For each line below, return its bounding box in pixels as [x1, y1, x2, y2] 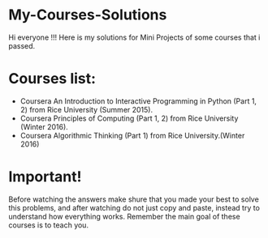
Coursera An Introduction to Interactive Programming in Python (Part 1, [19, 96, 257, 106]
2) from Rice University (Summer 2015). [19, 104, 153, 114]
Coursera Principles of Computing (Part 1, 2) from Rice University [19, 113, 239, 123]
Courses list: [8, 70, 96, 88]
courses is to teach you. [8, 220, 89, 230]
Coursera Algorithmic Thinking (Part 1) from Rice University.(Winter [19, 130, 245, 140]
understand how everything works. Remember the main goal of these [8, 211, 241, 221]
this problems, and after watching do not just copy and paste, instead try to [8, 202, 260, 212]
